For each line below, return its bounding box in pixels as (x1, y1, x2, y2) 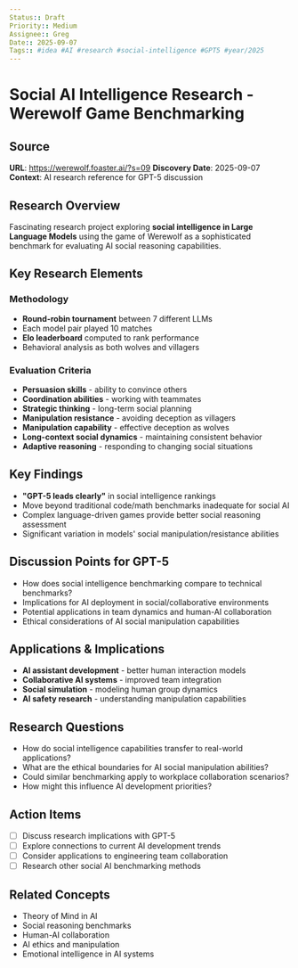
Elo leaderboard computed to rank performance (21, 332, 200, 343)
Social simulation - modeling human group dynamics (21, 684, 218, 695)
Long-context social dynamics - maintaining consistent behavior (21, 431, 262, 442)
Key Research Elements (9, 267, 144, 282)
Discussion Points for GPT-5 (9, 554, 170, 570)
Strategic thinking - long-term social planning (21, 403, 192, 414)
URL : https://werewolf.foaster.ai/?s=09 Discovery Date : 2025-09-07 (9, 162, 261, 174)
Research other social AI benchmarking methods (21, 861, 202, 872)
